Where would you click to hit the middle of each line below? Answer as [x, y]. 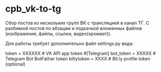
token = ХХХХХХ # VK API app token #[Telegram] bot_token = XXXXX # [80, 53]
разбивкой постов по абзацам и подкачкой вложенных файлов [74, 28]
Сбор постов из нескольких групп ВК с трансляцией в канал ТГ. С [77, 23]
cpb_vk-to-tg [33, 9]
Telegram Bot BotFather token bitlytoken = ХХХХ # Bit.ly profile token [78, 58]
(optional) [15, 64]
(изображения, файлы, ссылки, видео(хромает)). [58, 33]
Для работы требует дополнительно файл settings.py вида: [69, 43]
